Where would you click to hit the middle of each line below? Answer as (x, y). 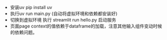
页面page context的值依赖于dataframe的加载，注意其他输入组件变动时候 (86, 26)
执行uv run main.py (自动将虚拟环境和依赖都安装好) (64, 13)
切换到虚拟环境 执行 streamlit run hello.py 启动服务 (63, 20)
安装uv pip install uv (31, 7)
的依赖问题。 (23, 32)
